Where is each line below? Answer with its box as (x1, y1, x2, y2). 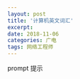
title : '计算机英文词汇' (7, 17, 74, 24)
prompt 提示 (7, 64, 44, 72)
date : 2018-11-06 (7, 30, 59, 38)
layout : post (7, 10, 46, 18)
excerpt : (7, 23, 34, 31)
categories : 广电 (7, 37, 57, 44)
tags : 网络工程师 (7, 43, 54, 51)
